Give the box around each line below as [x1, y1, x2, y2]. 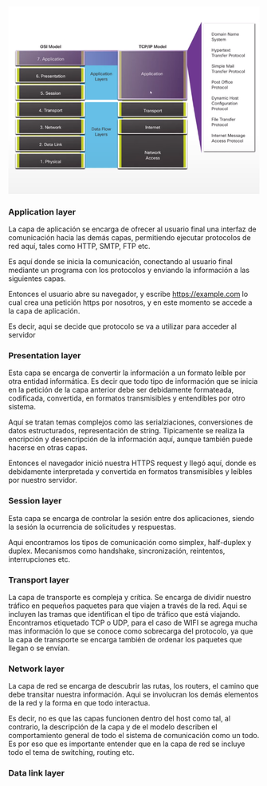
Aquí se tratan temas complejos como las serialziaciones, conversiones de [8, 417, 253, 427]
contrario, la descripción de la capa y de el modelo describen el [8, 722, 218, 732]
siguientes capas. [8, 274, 66, 283]
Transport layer [8, 574, 70, 585]
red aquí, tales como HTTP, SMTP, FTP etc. [8, 242, 151, 251]
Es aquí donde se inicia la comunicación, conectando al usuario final [8, 257, 233, 267]
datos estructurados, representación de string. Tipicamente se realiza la [8, 426, 245, 436]
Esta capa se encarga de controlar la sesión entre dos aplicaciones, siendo [8, 513, 255, 523]
